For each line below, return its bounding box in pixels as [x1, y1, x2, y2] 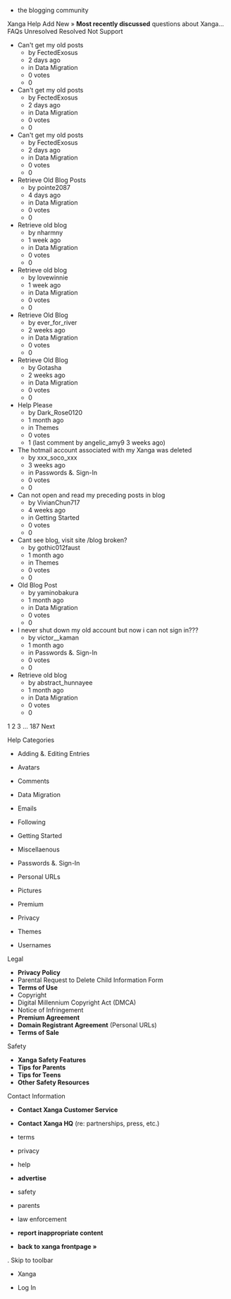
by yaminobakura [27, 589, 79, 597]
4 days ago [27, 191, 61, 199]
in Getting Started [27, 513, 80, 522]
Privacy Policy [17, 969, 61, 976]
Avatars [17, 763, 40, 772]
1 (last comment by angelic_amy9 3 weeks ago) [27, 438, 166, 447]
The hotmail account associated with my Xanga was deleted [17, 446, 192, 454]
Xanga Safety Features [17, 1055, 87, 1064]
